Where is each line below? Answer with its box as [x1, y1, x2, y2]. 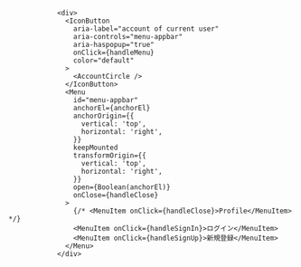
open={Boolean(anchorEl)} [72, 183, 171, 192]
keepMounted [72, 143, 118, 152]
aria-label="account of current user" [72, 24, 220, 33]
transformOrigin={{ [72, 151, 146, 160]
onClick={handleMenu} [72, 48, 155, 57]
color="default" [72, 56, 135, 65]
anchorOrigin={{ [72, 111, 135, 120]
